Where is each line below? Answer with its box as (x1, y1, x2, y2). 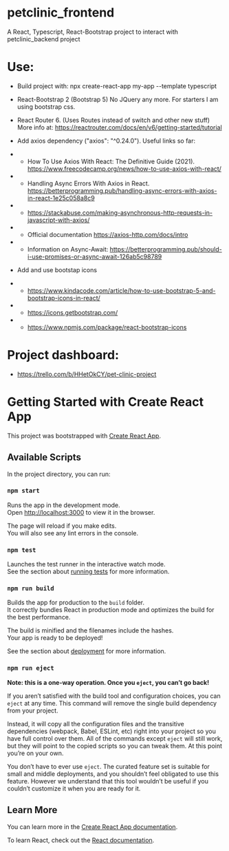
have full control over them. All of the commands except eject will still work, (7, 734, 223, 742)
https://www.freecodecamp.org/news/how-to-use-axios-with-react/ (27, 164, 222, 173)
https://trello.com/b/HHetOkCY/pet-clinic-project (17, 370, 157, 378)
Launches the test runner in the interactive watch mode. (7, 560, 166, 568)
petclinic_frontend (7, 5, 115, 21)
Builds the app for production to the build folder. (7, 598, 145, 607)
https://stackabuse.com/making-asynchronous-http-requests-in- (27, 208, 213, 216)
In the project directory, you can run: (7, 470, 111, 478)
